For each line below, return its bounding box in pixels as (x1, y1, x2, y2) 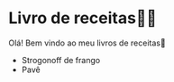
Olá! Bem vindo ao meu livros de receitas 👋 (8, 37, 166, 48)
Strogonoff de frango (21, 54, 101, 65)
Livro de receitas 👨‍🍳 (8, 8, 157, 29)
